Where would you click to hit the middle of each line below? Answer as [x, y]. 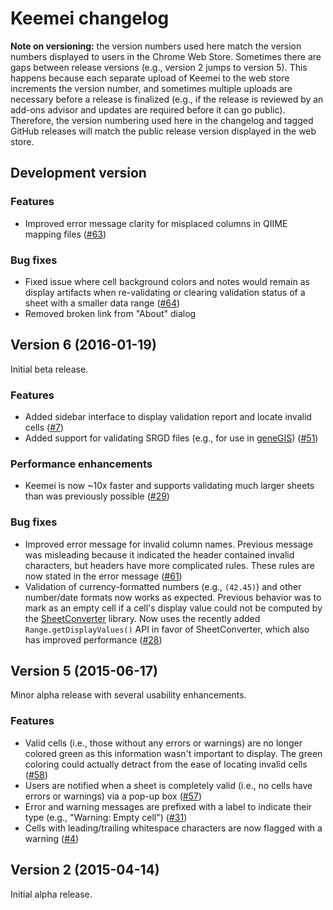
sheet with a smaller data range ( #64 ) [102, 303]
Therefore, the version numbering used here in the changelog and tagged [162, 120]
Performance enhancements [81, 464]
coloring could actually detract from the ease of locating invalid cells [166, 764]
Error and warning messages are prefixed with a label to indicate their [168, 806]
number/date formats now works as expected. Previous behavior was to [173, 597]
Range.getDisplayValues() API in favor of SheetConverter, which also [167, 629]
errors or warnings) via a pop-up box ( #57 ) [113, 796]
